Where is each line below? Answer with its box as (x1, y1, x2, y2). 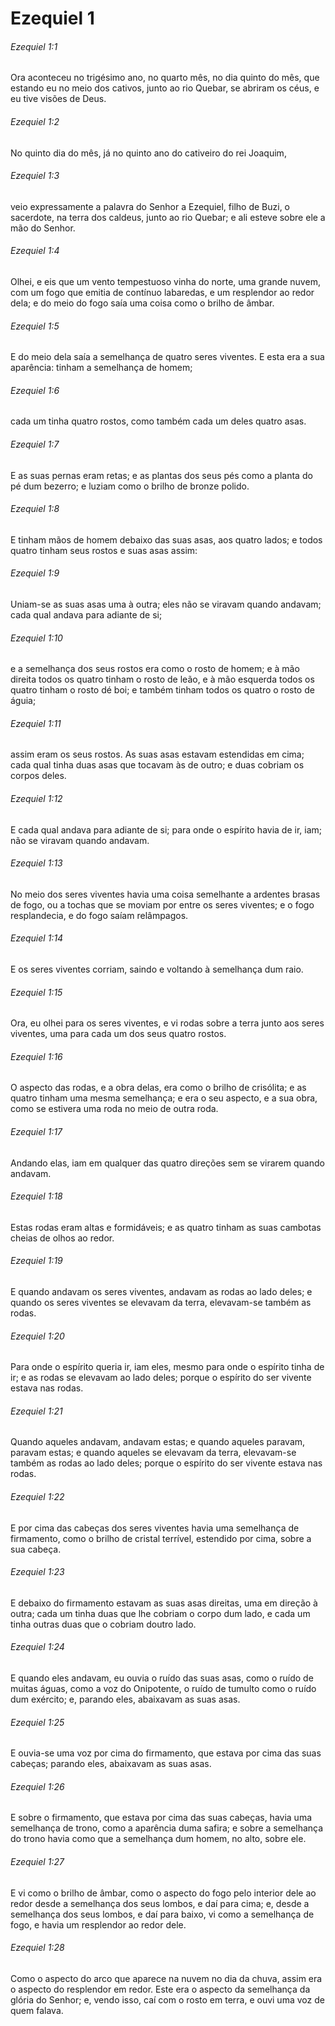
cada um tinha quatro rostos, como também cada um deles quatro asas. (10, 415, 307, 427)
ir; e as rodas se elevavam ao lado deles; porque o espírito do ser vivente (10, 1372, 312, 1384)
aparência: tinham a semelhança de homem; (10, 362, 193, 374)
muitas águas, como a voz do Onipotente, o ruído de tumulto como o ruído (10, 1683, 317, 1695)
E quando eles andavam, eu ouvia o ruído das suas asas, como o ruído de (10, 1672, 314, 1684)
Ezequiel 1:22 (10, 1491, 65, 1503)
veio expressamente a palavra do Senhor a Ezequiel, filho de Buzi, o (10, 200, 291, 212)
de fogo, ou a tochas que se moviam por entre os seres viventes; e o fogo (10, 898, 315, 911)
